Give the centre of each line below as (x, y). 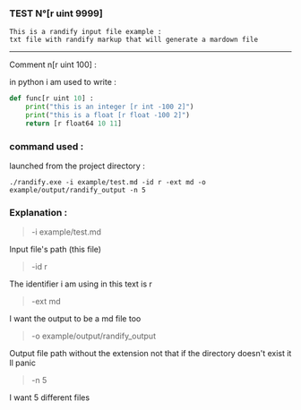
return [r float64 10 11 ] (74, 124)
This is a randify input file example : (86, 32)
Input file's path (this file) (55, 250)
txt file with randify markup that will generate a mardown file (133, 40)
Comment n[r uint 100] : (53, 64)
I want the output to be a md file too (75, 319)
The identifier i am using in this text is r (81, 284)
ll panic (22, 363)
